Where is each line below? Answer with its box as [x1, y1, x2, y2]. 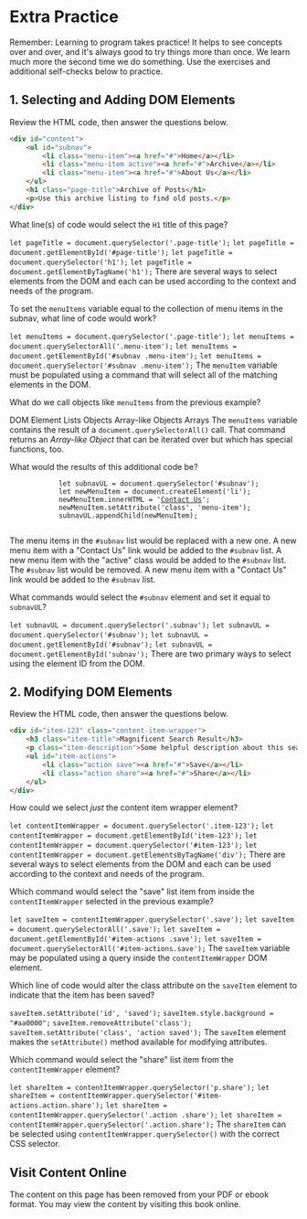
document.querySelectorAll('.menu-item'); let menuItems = [9, 341, 238, 351]
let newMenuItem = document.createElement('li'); [58, 487, 251, 496]
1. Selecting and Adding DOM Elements [9, 92, 236, 108]
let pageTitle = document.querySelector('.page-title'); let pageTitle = [9, 238, 294, 248]
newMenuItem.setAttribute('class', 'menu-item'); [58, 503, 251, 512]
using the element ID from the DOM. [9, 658, 145, 668]
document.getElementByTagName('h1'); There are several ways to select [9, 265, 278, 276]
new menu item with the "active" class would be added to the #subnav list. [9, 554, 287, 565]
